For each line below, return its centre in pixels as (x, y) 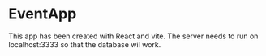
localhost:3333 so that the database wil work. (85, 44)
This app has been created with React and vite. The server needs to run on (133, 36)
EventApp (43, 14)
